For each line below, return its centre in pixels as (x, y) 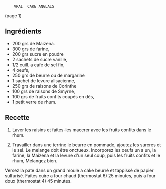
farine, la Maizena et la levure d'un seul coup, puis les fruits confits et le (86, 155)
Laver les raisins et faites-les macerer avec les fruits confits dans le (82, 130)
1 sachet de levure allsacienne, (44, 81)
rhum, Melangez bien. (35, 161)
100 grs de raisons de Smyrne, (44, 91)
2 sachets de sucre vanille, (40, 59)
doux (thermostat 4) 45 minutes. (39, 181)
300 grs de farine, (31, 49)
